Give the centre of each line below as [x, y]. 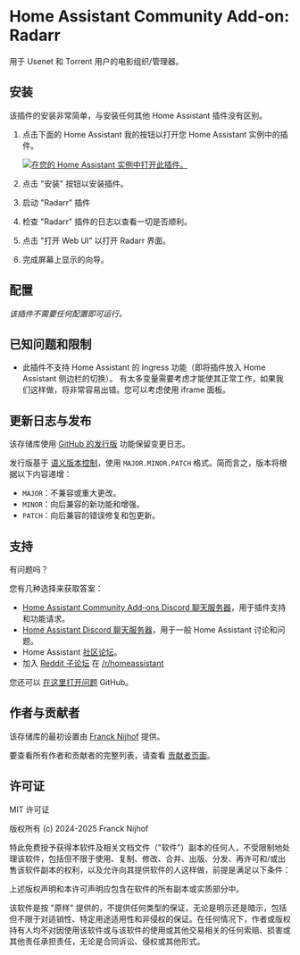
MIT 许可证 [29, 809]
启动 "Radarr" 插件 [56, 202]
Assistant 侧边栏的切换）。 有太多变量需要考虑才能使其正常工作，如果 [149, 379]
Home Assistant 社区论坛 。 [72, 652]
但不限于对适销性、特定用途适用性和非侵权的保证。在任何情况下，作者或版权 [150, 918]
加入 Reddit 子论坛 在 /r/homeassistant [93, 663]
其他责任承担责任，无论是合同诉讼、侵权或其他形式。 [107, 941]
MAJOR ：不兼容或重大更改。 [71, 493]
